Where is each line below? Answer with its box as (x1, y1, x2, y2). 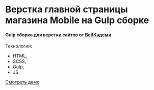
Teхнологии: (5, 43, 32, 49)
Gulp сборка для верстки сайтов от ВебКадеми (5, 32, 111, 38)
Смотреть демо (5, 79, 40, 85)
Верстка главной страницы (5, 4, 129, 15)
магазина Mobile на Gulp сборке (5, 14, 149, 26)
